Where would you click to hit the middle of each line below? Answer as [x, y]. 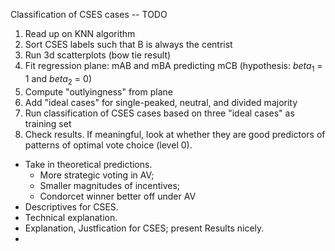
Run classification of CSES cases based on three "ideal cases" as [159, 113]
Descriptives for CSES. [71, 206]
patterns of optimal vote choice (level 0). [108, 145]
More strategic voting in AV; [97, 175]
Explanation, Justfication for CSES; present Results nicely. [144, 228]
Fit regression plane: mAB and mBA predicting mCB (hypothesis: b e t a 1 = [173, 67]
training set [48, 123]
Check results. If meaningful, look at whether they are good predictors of [175, 134]
